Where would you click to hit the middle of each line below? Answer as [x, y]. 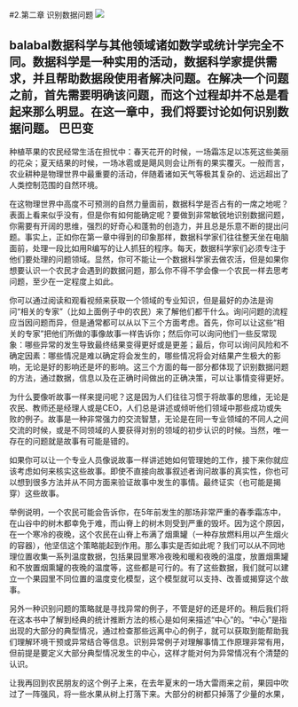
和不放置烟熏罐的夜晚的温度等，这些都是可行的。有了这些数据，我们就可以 [145, 567]
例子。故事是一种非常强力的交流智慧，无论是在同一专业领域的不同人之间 [157, 419]
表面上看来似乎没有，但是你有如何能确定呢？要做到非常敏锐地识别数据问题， [149, 215]
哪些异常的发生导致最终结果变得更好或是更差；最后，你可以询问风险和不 [157, 344]
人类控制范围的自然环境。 [56, 185]
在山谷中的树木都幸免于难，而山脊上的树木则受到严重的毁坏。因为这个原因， [149, 522]
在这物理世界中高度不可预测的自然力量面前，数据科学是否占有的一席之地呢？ [149, 203]
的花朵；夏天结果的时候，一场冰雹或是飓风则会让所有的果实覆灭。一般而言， [149, 162]
